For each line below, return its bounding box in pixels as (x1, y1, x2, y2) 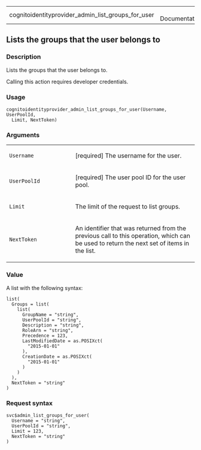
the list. (75, 247, 96, 255)
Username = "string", (11, 418, 66, 424)
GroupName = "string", (22, 312, 79, 318)
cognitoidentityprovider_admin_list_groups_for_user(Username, (6, 106, 167, 113)
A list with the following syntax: (6, 284, 83, 291)
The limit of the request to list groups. (75, 203, 181, 211)
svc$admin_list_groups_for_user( (6, 412, 90, 418)
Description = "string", (22, 322, 84, 328)
